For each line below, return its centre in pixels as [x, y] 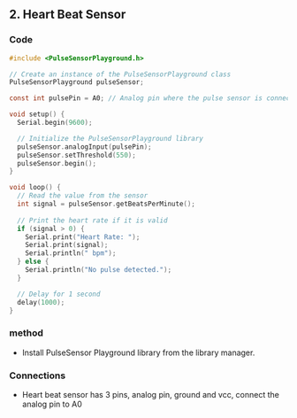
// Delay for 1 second [59, 294]
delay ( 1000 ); [41, 302]
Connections [38, 375]
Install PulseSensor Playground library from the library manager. [138, 352]
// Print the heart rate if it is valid [92, 221]
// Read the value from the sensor [83, 196]
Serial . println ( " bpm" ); [71, 253]
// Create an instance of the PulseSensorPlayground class [120, 74]
